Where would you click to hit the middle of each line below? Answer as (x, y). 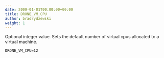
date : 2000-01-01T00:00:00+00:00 (39, 9)
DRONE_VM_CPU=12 (22, 51)
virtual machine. (21, 42)
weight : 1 (15, 23)
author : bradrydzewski (28, 18)
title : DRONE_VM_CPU (26, 14)
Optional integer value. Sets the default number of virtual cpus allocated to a (82, 37)
